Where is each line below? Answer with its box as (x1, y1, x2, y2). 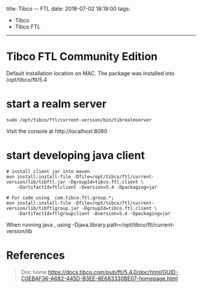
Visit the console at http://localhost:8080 (6, 127, 108, 135)
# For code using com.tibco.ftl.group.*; (6, 195, 114, 201)
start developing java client (6, 149, 145, 162)
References (6, 249, 65, 262)
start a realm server (6, 97, 107, 111)
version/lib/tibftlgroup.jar (6, 205, 79, 211)
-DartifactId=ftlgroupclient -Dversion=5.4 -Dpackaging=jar (17, 210, 171, 216)
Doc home (20, 268, 47, 275)
